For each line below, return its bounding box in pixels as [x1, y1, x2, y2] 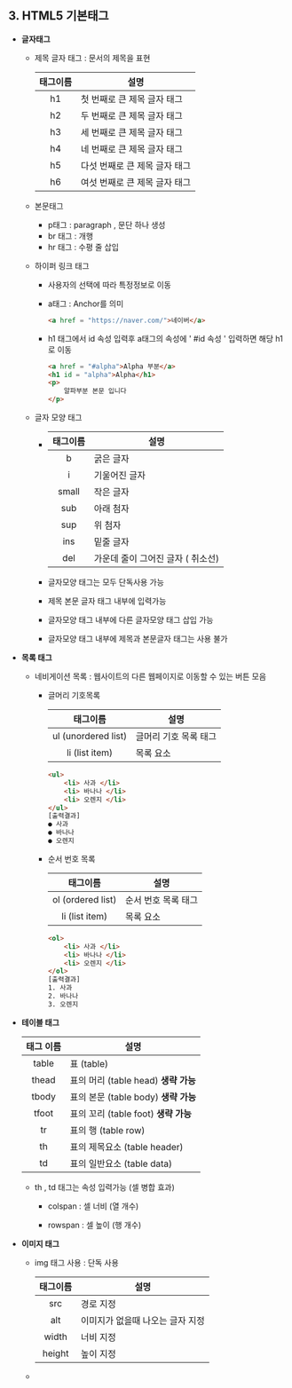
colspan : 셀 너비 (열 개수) [47, 1201, 139, 1211]
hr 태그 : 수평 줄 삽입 [47, 241, 119, 252]
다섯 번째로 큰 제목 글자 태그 [80, 159, 192, 171]
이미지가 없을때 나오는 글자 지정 [80, 1314, 205, 1327]
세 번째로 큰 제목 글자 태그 [80, 126, 183, 138]
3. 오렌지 [47, 999, 79, 1009]
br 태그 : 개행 [47, 230, 94, 241]
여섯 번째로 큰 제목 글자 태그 [80, 176, 192, 188]
